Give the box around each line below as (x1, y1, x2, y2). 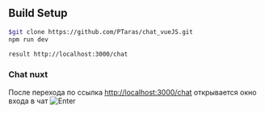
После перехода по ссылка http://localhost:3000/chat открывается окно (8, 87, 257, 97)
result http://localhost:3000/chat (8, 50, 128, 58)
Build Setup (8, 6, 68, 20)
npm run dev (8, 36, 48, 44)
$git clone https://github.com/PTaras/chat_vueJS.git (8, 27, 194, 36)
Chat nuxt (8, 69, 48, 80)
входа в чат (8, 96, 48, 106)
